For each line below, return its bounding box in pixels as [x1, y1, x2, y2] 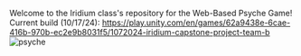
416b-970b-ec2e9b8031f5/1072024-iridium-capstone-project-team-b [9, 27, 270, 37]
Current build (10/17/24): [9, 17, 100, 28]
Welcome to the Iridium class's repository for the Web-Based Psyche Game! [9, 8, 293, 18]
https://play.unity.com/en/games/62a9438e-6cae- [101, 17, 291, 28]
